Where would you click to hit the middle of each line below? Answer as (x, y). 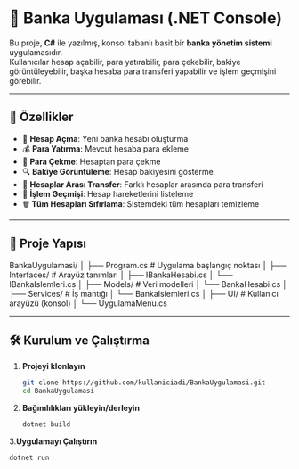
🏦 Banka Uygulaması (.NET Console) (146, 18)
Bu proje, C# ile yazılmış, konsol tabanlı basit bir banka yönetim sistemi (141, 43)
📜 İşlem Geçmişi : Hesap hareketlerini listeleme (108, 193)
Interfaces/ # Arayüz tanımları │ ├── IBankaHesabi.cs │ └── (121, 275)
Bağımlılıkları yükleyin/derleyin (81, 408)
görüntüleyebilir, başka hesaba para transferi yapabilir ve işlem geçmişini (143, 71)
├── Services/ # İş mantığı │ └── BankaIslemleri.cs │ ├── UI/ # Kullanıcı (144, 293)
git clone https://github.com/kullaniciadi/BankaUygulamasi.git (144, 383)
